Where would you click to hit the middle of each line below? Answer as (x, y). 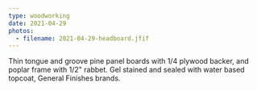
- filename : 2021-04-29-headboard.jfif (83, 38)
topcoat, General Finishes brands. (64, 78)
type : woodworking (39, 16)
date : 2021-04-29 (37, 23)
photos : (21, 31)
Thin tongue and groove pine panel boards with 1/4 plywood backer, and (128, 61)
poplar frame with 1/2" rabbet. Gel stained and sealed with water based (126, 70)
